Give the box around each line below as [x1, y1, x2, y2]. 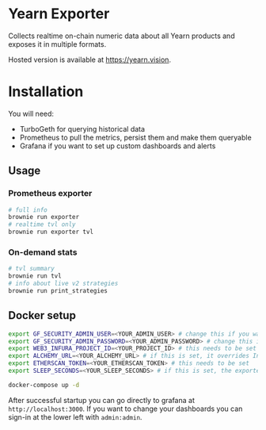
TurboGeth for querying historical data [19, 124, 145, 133]
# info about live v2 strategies [8, 279, 119, 288]
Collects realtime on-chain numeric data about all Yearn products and [8, 31, 235, 40]
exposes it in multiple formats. [8, 39, 107, 48]
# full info [8, 205, 47, 214]
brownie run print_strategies [8, 286, 108, 294]
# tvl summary [8, 265, 55, 273]
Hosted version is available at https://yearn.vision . [8, 55, 172, 64]
